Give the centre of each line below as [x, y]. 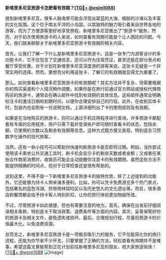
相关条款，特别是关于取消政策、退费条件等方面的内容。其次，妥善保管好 [83, 211]
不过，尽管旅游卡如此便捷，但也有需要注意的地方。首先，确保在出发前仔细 [81, 205]
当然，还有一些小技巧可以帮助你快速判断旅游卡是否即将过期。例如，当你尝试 [83, 147]
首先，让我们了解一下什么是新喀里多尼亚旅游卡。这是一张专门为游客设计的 [81, 53]
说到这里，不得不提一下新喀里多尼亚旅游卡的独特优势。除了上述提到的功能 [81, 176]
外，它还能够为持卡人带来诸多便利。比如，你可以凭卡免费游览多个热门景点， [83, 182]
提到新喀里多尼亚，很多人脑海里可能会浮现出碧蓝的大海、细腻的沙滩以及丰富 [83, 18]
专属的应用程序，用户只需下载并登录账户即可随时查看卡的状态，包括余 [85, 124]
